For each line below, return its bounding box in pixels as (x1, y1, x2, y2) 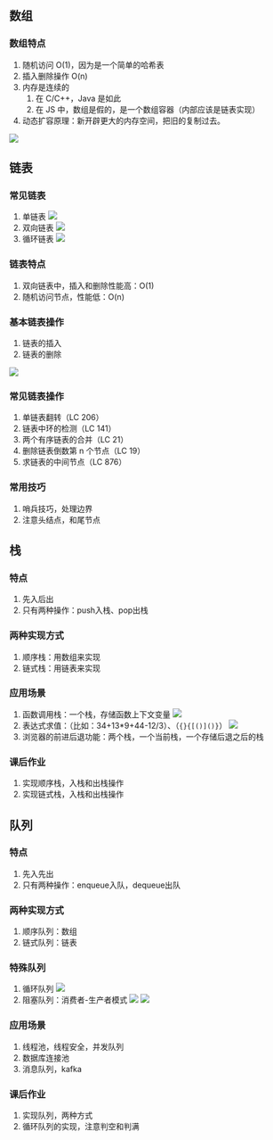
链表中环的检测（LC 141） (21, 423, 116, 434)
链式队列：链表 (21, 938, 77, 948)
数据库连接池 (21, 1052, 69, 1063)
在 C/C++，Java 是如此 (35, 93, 122, 103)
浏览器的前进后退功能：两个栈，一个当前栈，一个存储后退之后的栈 (21, 731, 264, 742)
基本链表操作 (9, 316, 65, 328)
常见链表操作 (9, 390, 65, 402)
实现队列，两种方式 (21, 1110, 93, 1121)
